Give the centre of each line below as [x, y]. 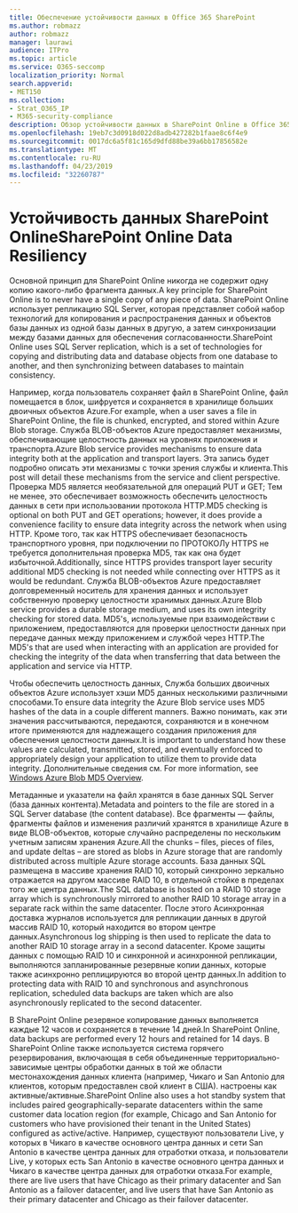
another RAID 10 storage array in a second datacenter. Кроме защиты [137, 946]
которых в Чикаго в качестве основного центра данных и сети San [136, 1143]
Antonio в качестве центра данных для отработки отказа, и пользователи [149, 1153]
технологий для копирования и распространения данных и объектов [141, 319]
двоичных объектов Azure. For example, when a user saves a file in [133, 411]
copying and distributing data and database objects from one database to [143, 356]
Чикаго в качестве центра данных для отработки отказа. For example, [141, 1171]
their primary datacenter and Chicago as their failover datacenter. [129, 1200]
